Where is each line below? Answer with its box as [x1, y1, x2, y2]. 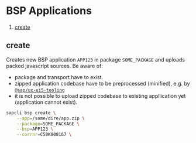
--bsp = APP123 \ [16, 126, 54, 132]
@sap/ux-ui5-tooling [14, 87, 65, 93]
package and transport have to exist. [14, 73, 104, 80]
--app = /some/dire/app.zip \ [16, 115, 85, 121]
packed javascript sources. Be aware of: [6, 62, 104, 69]
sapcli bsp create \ [6, 110, 57, 115]
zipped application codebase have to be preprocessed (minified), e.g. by [14, 80, 190, 87]
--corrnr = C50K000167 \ [16, 132, 72, 138]
